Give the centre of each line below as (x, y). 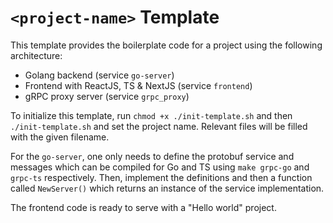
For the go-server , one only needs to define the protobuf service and (152, 156)
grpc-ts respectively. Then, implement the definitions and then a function (161, 177)
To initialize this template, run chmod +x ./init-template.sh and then (151, 115)
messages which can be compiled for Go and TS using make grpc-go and (160, 167)
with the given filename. (60, 137)
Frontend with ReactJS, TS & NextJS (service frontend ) (138, 85)
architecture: (36, 55)
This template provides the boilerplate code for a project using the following (166, 45)
